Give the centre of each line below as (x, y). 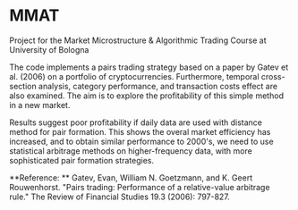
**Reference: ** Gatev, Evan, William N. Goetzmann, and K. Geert (131, 177)
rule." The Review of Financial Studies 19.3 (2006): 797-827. (119, 197)
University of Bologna (49, 49)
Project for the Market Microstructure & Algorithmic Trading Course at (138, 40)
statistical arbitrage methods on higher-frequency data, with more (131, 151)
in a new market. (40, 105)
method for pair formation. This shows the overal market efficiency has (140, 131)
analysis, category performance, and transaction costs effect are (158, 86)
